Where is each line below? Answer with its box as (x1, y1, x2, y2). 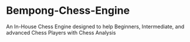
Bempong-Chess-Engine (6, 4, 130, 17)
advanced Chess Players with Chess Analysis (6, 29, 116, 36)
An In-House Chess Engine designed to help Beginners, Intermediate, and (6, 23, 185, 30)
